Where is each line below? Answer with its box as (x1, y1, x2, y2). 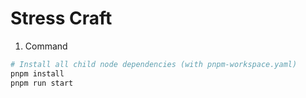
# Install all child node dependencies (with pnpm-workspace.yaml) (10, 59, 298, 69)
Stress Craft (10, 7, 113, 30)
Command (24, 40, 68, 52)
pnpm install (10, 68, 65, 79)
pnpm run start (10, 78, 74, 88)
